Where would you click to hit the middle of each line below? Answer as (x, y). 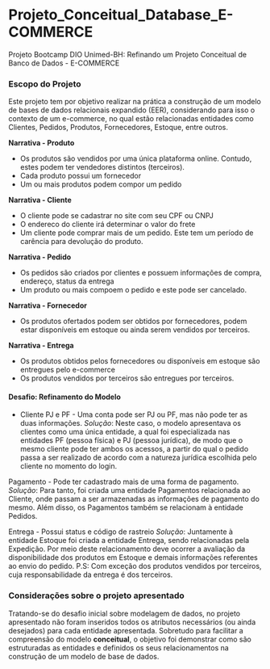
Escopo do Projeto (45, 84)
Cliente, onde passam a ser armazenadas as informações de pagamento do (134, 499)
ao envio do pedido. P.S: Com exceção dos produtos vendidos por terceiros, (135, 566)
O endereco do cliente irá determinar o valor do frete (108, 225)
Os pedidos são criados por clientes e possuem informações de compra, (141, 273)
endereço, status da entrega (67, 281)
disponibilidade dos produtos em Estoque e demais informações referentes (133, 557)
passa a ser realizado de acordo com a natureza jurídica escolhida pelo (139, 457)
